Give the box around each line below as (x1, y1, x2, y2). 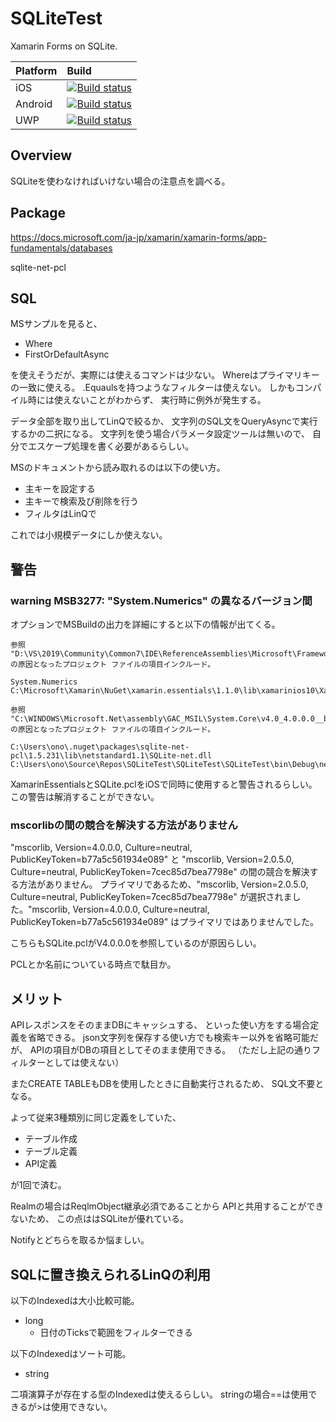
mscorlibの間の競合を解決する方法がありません (10, 818, 238, 832)
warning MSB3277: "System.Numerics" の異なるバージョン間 (10, 593, 313, 607)
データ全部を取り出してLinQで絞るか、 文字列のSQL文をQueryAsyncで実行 (10, 415, 318, 427)
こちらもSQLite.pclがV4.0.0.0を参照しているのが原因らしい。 (10, 937, 262, 949)
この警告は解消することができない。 (10, 791, 160, 803)
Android (15, 97, 53, 111)
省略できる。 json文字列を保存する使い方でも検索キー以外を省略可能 (27, 1032, 311, 1044)
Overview (10, 147, 73, 164)
